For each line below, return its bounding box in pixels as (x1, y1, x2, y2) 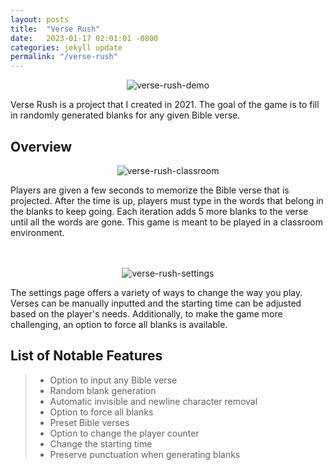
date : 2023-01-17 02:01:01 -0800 (10, 33, 159, 43)
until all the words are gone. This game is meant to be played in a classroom (10, 216, 323, 228)
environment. (10, 226, 65, 238)
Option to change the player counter (49, 427, 200, 439)
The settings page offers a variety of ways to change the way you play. (10, 286, 303, 298)
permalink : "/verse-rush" (10, 52, 118, 62)
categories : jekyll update (10, 42, 123, 53)
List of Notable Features (10, 347, 163, 365)
